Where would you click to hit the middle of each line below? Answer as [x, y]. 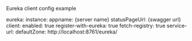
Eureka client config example [41, 8]
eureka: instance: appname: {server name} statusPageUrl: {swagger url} [94, 19]
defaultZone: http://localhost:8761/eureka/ [66, 32]
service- [177, 26]
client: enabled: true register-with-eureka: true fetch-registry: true [86, 26]
